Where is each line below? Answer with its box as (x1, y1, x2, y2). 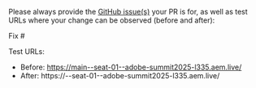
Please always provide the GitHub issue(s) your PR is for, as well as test (8, 7, 248, 16)
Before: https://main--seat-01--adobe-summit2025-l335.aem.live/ (20, 62, 242, 72)
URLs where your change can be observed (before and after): (8, 15, 215, 25)
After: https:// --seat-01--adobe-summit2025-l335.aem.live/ (20, 71, 220, 80)
